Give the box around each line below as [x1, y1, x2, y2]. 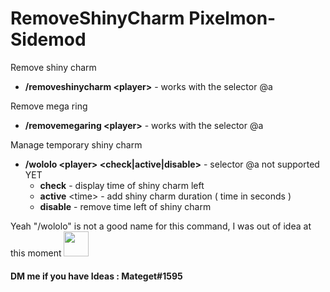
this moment [10, 247, 62, 259]
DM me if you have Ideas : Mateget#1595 [10, 270, 183, 282]
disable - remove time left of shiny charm [39, 200, 212, 212]
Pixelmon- [188, 7, 277, 30]
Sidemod [10, 28, 87, 51]
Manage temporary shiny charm [10, 138, 143, 151]
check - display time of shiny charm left [39, 179, 205, 191]
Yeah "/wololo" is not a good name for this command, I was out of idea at [10, 220, 312, 232]
